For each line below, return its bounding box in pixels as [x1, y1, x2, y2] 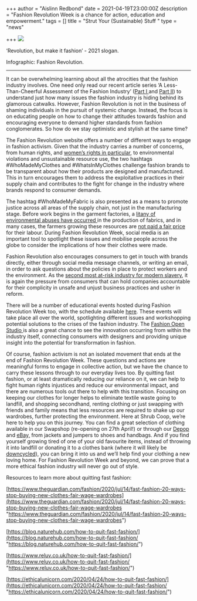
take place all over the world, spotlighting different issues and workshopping [6, 314, 191, 321]
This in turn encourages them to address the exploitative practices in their [6, 174, 185, 181]
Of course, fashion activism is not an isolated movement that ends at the [6, 350, 181, 357]
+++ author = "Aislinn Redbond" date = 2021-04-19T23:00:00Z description [6, 5, 188, 12]
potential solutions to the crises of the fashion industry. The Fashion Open [6, 320, 185, 327]
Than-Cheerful [6, 88, 42, 94]
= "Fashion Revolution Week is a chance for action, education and [6, 11, 165, 18]
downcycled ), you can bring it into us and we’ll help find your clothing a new [6, 450, 190, 457]
